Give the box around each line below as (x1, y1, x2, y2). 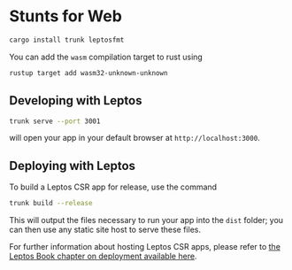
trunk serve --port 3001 (9, 117, 101, 126)
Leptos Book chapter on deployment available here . (9, 251, 197, 262)
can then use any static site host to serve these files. (9, 224, 202, 235)
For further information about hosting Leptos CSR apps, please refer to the (9, 242, 281, 252)
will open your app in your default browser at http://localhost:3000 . (9, 133, 261, 143)
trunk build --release (9, 199, 93, 208)
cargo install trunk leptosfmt (9, 35, 125, 44)
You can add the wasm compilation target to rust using (9, 51, 204, 62)
